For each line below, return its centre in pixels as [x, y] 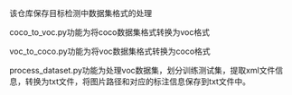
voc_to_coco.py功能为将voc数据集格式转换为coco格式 [110, 51]
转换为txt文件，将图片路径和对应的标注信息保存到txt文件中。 [138, 82]
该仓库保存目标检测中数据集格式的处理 [80, 13]
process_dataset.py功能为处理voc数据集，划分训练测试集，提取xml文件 [142, 70]
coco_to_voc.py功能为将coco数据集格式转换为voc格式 [110, 32]
